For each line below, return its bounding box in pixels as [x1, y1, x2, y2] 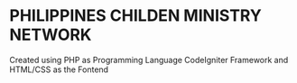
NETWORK [9, 24, 92, 45]
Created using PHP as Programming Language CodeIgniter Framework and [9, 54, 289, 65]
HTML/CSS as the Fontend [9, 64, 109, 75]
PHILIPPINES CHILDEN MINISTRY [9, 5, 262, 26]
